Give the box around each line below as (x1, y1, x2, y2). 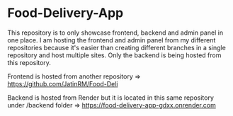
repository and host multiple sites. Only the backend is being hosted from (7, 51, 222, 59)
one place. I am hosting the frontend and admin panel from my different (7, 35, 216, 44)
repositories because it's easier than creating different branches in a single (7, 43, 227, 52)
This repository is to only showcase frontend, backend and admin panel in (7, 28, 224, 37)
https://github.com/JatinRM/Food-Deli (7, 79, 118, 88)
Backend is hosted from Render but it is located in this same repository (7, 93, 215, 102)
